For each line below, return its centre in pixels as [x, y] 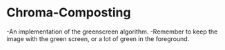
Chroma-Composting [69, 13]
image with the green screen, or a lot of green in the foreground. [98, 38]
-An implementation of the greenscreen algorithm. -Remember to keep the [112, 32]
